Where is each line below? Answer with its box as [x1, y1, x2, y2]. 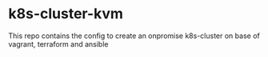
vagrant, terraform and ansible [8, 39, 109, 48]
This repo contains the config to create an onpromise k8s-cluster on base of [8, 31, 260, 40]
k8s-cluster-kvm [8, 5, 124, 23]
